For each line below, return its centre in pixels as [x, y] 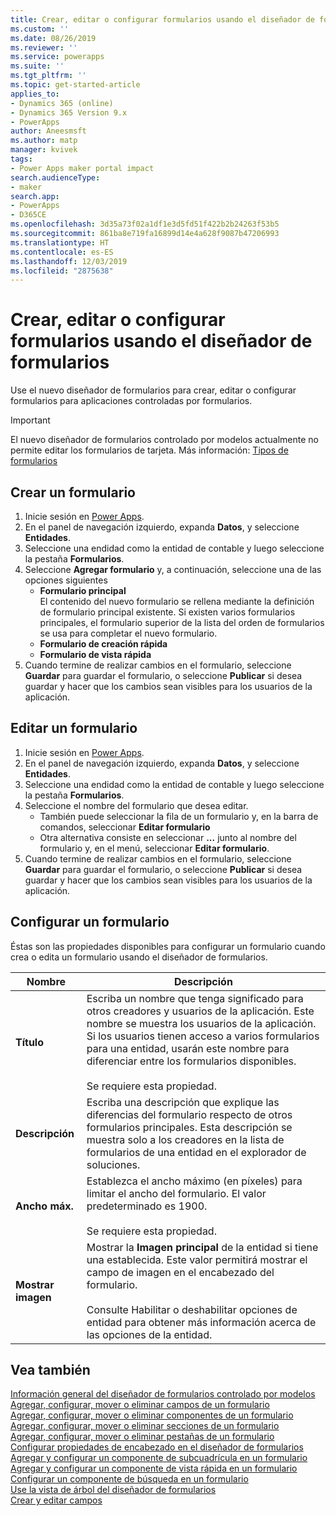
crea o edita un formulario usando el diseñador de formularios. [139, 957]
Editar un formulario [74, 728]
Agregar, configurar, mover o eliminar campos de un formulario [140, 1405]
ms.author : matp [44, 141]
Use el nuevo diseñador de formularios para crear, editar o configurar [153, 390]
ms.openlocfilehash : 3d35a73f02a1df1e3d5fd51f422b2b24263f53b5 [145, 224]
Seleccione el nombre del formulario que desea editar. [136, 805]
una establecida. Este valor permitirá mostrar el [197, 1259]
